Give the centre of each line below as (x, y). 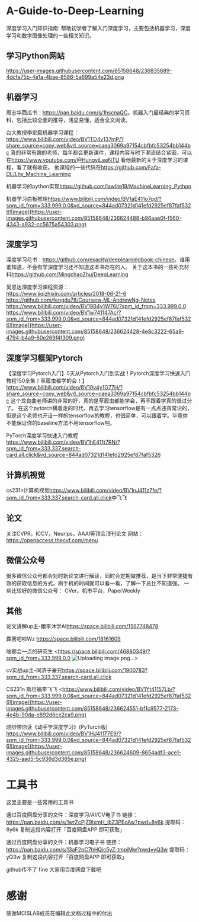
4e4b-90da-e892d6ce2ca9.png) (46, 715)
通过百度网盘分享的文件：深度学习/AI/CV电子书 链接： (72, 815)
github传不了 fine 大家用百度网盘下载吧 (54, 870)
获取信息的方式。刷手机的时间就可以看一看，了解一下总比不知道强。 (99, 583)
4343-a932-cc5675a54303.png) (46, 224)
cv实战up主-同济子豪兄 (34, 670)
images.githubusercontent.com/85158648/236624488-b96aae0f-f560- (94, 218)
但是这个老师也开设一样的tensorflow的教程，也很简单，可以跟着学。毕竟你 (97, 415)
